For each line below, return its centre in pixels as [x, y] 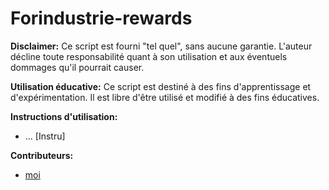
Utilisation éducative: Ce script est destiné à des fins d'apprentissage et [161, 86]
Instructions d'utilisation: [64, 116]
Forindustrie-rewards [101, 18]
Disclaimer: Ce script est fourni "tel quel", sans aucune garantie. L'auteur [161, 46]
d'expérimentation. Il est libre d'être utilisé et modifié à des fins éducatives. [165, 97]
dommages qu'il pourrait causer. [77, 67]
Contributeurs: [42, 155]
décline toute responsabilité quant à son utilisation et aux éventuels [149, 56]
